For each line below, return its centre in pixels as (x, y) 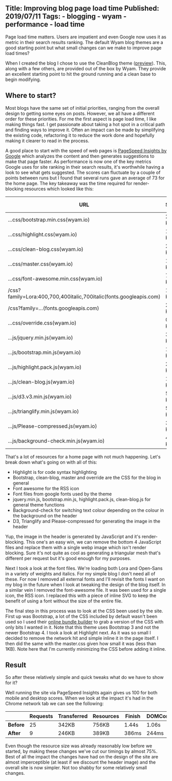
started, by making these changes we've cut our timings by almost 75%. (81, 751)
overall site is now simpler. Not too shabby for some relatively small (76, 768)
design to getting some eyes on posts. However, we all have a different (80, 113)
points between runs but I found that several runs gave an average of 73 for (85, 178)
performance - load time (45, 24)
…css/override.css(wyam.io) (42, 323)
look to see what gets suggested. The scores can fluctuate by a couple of (83, 172)
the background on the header (45, 515)
